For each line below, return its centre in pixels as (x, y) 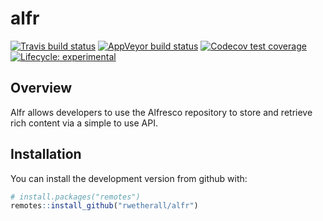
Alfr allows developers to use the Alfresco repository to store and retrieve (161, 112)
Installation (46, 154)
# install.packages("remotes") (75, 197)
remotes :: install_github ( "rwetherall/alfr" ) (104, 206)
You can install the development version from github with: (129, 178)
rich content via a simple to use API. (84, 123)
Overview (41, 88)
